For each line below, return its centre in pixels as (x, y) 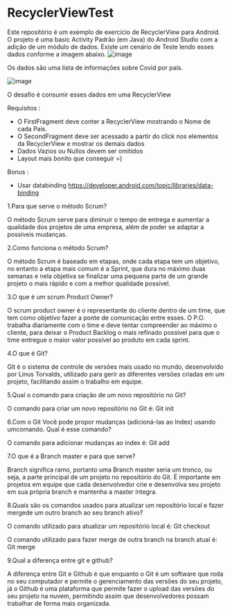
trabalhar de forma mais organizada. (59, 603)
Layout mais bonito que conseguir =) (70, 158)
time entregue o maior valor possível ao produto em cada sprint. (99, 340)
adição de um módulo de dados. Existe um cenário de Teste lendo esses (111, 47)
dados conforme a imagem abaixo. (57, 54)
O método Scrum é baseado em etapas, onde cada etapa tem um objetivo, (114, 261)
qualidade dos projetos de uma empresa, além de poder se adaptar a (106, 226)
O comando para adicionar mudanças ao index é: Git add (88, 442)
